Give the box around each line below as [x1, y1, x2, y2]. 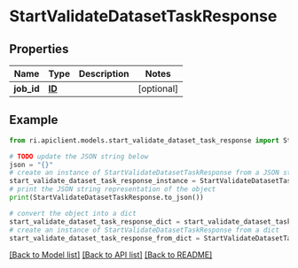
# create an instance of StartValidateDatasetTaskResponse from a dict [9, 226, 279, 234]
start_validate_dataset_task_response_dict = [9, 217, 180, 226]
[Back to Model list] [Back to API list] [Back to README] [9, 249, 213, 260]
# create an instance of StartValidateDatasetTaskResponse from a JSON [9, 168, 279, 178]
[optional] [137, 82, 179, 95]
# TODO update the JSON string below [9, 152, 149, 161]
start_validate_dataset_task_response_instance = [9, 177, 197, 186]
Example [9, 112, 59, 127]
